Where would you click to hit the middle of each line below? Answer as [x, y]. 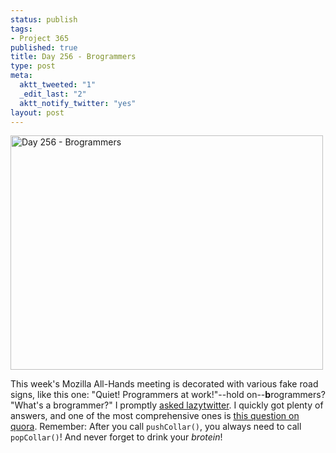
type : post [33, 66]
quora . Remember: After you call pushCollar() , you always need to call [156, 427]
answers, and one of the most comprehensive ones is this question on [155, 416]
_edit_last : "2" [53, 94]
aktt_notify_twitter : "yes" [78, 103]
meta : [21, 76]
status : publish [44, 19]
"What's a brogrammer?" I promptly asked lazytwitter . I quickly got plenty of [167, 405]
